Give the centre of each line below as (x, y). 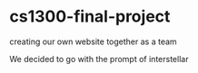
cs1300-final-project (90, 17)
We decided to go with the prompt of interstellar (99, 59)
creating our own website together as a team (93, 41)
